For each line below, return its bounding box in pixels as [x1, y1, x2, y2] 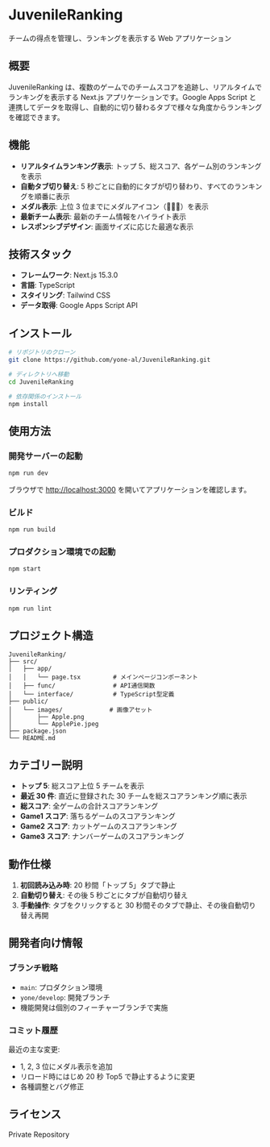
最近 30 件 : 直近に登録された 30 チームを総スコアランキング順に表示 [19, 792, 247, 801]
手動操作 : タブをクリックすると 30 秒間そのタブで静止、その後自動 [19, 900, 243, 910]
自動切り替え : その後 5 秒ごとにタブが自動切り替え [19, 890, 188, 900]
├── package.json [8, 727, 67, 735]
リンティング [8, 586, 58, 597]
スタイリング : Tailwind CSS [19, 290, 111, 300]
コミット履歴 [8, 1024, 59, 1036]
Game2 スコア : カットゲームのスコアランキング [19, 821, 177, 831]
